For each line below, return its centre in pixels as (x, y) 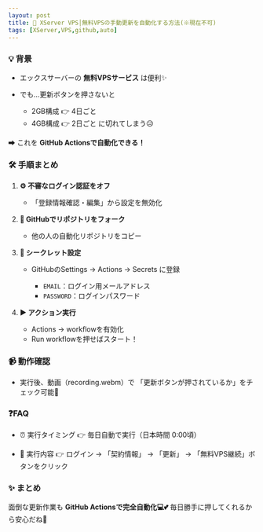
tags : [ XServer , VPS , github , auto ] (63, 30)
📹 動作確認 (29, 361)
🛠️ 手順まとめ (33, 164)
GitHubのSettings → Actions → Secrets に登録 (106, 269)
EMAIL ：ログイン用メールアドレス (97, 286)
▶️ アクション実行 (47, 312)
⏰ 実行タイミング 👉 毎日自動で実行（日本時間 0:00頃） (110, 435)
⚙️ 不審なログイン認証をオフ (65, 185)
